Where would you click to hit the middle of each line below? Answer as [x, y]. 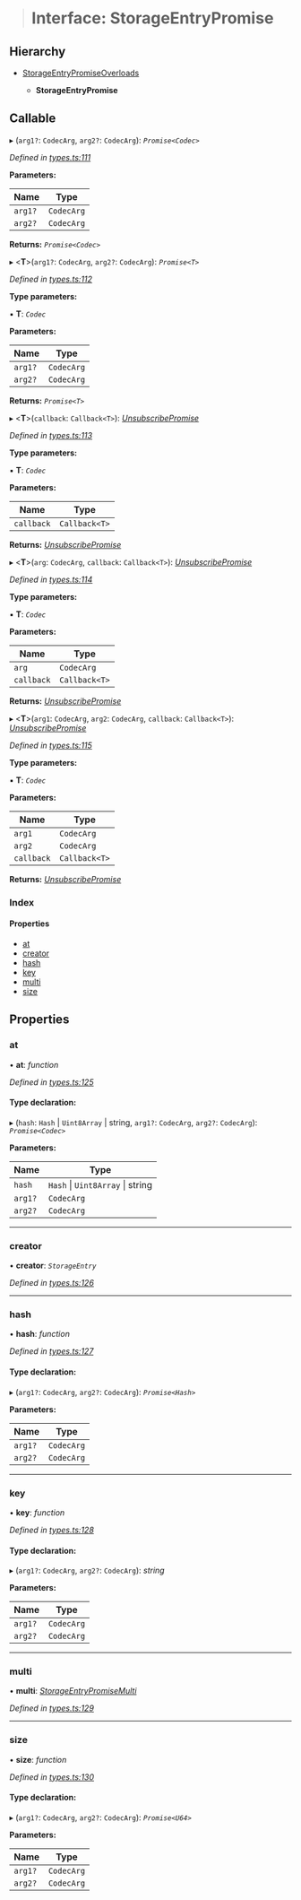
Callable [33, 119]
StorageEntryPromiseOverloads [81, 73]
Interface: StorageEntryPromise [152, 18]
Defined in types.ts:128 [52, 1530]
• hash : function [39, 1334]
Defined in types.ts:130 [52, 1777]
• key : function [37, 1512]
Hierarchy [38, 52]
